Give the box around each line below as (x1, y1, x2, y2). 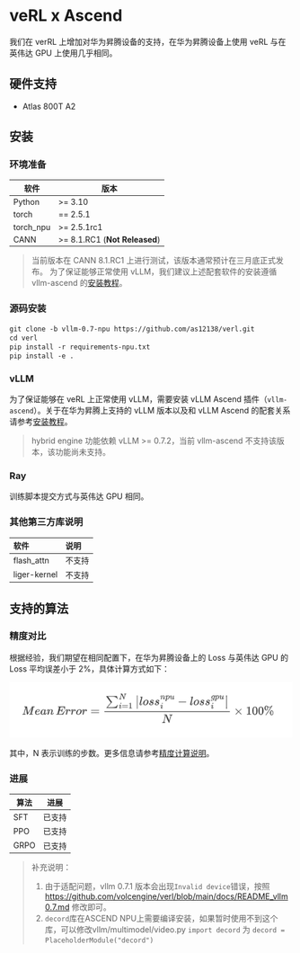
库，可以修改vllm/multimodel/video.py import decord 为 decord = (44, 924, 286, 935)
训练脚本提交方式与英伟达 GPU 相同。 (9, 491, 149, 502)
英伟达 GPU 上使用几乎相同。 (9, 47, 118, 58)
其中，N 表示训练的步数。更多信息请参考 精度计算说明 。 (9, 748, 215, 759)
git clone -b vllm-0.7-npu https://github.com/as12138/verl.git (9, 325, 255, 334)
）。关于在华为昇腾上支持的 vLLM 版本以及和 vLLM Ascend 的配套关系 (32, 405, 291, 416)
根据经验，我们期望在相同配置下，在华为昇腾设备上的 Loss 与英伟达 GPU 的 (9, 652, 289, 663)
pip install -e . (9, 352, 75, 361)
